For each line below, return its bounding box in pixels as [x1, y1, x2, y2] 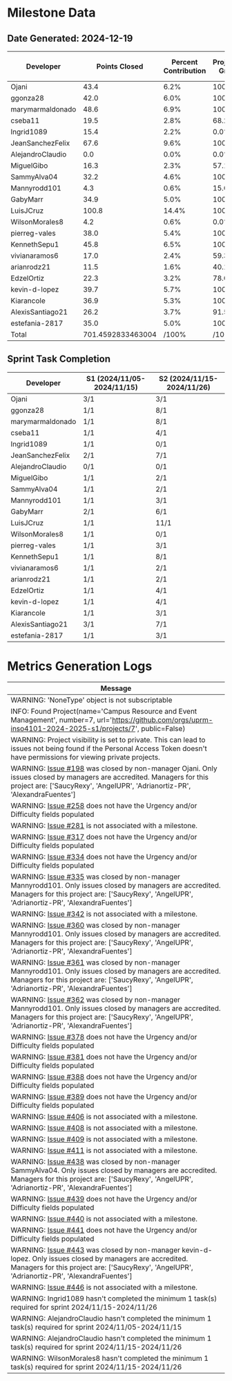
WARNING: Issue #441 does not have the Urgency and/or [10, 1225, 197, 1235]
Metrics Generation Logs [7, 658, 153, 674]
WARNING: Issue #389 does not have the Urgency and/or [10, 1091, 197, 1101]
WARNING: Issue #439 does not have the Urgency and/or [10, 1194, 197, 1204]
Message [100, 683, 132, 693]
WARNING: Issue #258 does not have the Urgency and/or [10, 800, 197, 810]
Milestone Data [7, 5, 96, 21]
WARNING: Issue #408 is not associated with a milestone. [10, 1123, 198, 1132]
